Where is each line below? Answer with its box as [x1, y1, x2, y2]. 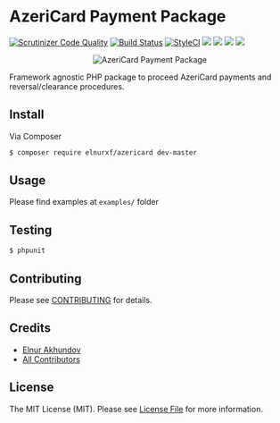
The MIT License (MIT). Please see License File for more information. [9, 403, 263, 414]
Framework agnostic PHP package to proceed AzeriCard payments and [9, 72, 272, 82]
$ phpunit [9, 246, 46, 256]
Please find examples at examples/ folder [9, 197, 159, 207]
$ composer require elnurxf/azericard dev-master [9, 148, 198, 157]
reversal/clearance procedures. [9, 80, 125, 91]
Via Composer [9, 131, 62, 141]
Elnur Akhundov [21, 344, 82, 355]
